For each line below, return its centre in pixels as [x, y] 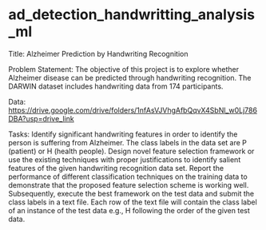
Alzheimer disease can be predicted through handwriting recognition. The [130, 77]
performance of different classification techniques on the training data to [128, 176]
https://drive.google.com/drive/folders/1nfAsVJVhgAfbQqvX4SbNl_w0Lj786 [133, 110]
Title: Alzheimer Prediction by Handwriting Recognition [98, 54]
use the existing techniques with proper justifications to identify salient [125, 159]
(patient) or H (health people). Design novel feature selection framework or [131, 151]
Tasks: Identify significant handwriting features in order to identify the [123, 134]
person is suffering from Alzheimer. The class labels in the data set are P [128, 142]
